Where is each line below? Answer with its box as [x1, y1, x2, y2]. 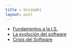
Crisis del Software [12, 36, 53, 42]
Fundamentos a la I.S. [12, 25, 58, 31]
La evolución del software [12, 31, 67, 37]
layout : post [5, 12, 33, 17]
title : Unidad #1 [5, 7, 42, 12]
